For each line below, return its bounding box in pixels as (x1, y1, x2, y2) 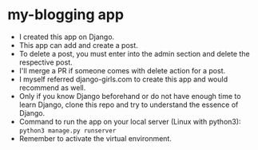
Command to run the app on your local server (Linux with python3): (18, 116, 241, 126)
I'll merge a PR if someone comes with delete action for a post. (18, 65, 225, 75)
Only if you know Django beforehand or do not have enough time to (18, 91, 241, 101)
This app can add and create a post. (18, 40, 139, 49)
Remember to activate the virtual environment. (18, 133, 173, 143)
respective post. (18, 57, 73, 67)
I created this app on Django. (18, 32, 115, 41)
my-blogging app (7, 6, 125, 24)
